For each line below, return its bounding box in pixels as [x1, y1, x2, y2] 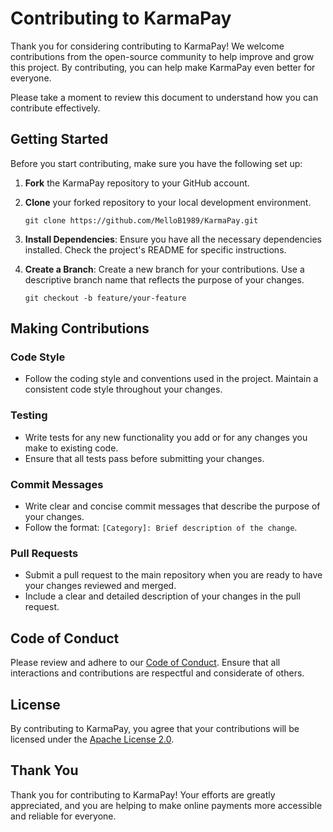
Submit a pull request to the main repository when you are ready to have [24, 569, 323, 581]
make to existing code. [24, 442, 119, 454]
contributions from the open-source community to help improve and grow [10, 50, 315, 62]
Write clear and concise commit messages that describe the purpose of [24, 500, 321, 512]
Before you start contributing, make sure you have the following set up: [10, 157, 303, 169]
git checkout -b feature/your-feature [24, 293, 187, 303]
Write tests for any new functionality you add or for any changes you [24, 431, 308, 443]
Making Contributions [10, 320, 150, 337]
